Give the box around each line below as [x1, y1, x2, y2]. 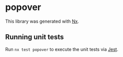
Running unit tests [5, 33, 64, 41]
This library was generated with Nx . [5, 18, 79, 24]
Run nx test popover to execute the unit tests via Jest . [5, 46, 118, 52]
